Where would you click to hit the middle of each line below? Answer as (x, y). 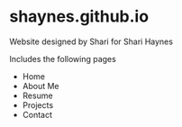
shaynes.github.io (79, 17)
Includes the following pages (63, 59)
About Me (41, 86)
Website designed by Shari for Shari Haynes (91, 41)
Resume (37, 95)
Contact (37, 114)
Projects (38, 104)
